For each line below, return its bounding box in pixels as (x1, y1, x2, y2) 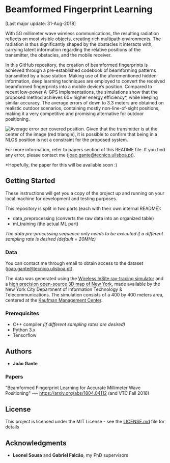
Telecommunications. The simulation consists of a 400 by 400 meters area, (5, 292, 164, 298)
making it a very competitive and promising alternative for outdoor (5, 111, 144, 117)
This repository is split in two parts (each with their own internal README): (5, 205, 161, 211)
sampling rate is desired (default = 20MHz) (5, 236, 96, 242)
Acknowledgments (5, 439, 67, 447)
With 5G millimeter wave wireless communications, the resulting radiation (5, 30, 159, 36)
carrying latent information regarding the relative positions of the (5, 46, 141, 52)
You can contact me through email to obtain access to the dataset (5, 260, 144, 266)
